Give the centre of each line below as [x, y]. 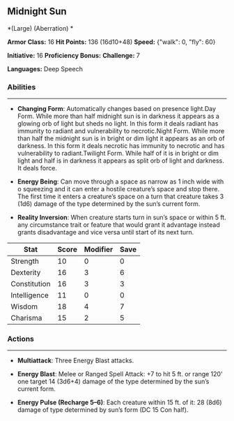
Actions [21, 339]
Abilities [22, 87]
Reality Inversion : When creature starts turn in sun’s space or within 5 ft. [122, 217]
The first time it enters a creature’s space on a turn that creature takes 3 [120, 197]
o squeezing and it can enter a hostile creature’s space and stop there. [118, 189]
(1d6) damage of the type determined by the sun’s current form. [109, 204]
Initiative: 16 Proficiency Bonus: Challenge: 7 [74, 55]
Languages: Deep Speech [45, 68]
